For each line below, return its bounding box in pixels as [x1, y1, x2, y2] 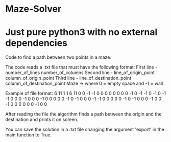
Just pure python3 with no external [5, 27, 158, 38]
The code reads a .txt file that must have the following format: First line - [5, 64, 158, 70]
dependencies [5, 37, 68, 49]
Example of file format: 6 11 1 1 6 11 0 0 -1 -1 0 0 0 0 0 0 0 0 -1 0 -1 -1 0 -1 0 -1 [5, 90, 166, 97]
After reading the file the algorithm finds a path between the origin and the [5, 111, 162, 117]
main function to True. [5, 132, 52, 138]
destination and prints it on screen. [5, 116, 79, 123]
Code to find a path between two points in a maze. [5, 54, 111, 60]
